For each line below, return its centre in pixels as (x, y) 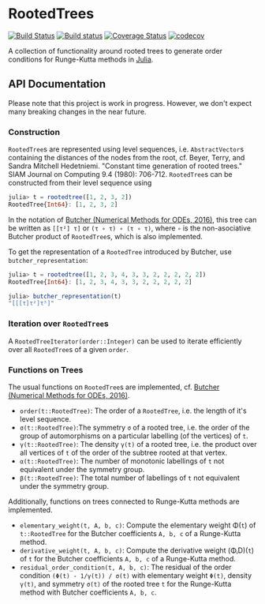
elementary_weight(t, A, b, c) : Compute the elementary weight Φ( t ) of (138, 525)
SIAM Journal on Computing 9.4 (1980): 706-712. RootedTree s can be (120, 174)
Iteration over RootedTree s (58, 324)
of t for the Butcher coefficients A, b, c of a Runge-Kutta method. (128, 558)
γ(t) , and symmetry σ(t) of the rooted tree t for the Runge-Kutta (125, 583)
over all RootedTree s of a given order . (68, 349)
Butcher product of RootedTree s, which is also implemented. (106, 236)
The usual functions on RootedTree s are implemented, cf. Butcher (114, 387)
